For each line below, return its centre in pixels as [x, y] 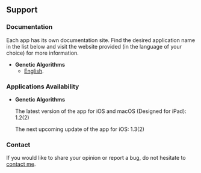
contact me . [21, 164]
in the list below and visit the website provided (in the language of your [94, 46]
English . [34, 71]
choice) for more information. [43, 53]
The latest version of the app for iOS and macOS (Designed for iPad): [100, 111]
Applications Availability [43, 86]
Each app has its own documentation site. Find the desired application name [101, 40]
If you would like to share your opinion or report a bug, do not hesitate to [96, 158]
